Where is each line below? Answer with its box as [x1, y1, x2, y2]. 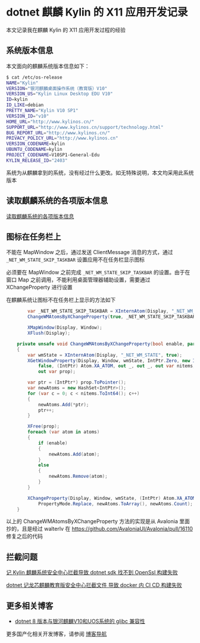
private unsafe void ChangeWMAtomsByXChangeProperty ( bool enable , [17, 341, 185, 347]
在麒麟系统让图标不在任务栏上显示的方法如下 [6, 296, 116, 304]
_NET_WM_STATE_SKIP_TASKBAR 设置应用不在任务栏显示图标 [6, 256, 145, 263]
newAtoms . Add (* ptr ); [37, 401, 89, 407]
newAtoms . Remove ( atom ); [48, 474, 108, 480]
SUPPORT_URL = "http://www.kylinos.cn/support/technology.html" [6, 124, 164, 130]
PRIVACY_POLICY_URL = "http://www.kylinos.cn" [6, 135, 118, 141]
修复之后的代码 [6, 533, 43, 540]
